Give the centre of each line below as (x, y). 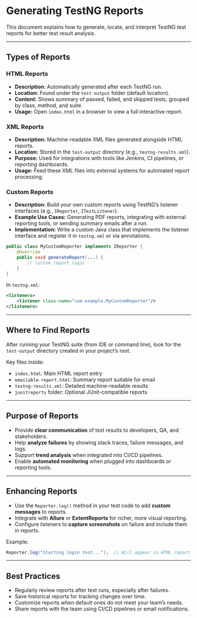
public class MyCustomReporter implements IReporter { (74, 247)
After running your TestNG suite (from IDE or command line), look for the (94, 344)
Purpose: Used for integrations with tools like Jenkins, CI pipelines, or (99, 158)
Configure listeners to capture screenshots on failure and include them (101, 524)
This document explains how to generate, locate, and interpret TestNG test (96, 27)
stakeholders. (31, 436)
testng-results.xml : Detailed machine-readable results (81, 385)
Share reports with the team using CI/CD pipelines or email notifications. (102, 609)
